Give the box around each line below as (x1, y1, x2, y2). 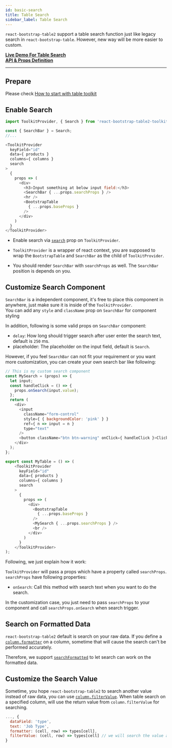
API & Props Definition (5, 57, 54, 64)
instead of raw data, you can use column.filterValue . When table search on (5, 693, 166, 699)
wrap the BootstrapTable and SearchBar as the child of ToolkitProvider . (12, 253, 164, 259)
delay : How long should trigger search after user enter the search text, (12, 333, 162, 339)
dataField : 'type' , (10, 719, 52, 724)
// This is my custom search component (5, 369, 91, 374)
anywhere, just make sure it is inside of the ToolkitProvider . (5, 302, 133, 308)
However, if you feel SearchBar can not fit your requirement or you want (5, 354, 156, 360)
